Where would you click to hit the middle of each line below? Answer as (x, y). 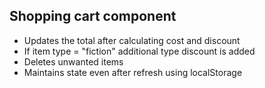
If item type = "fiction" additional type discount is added (139, 51)
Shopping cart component (93, 16)
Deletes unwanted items (73, 61)
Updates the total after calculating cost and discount (132, 40)
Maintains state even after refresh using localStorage (133, 72)
